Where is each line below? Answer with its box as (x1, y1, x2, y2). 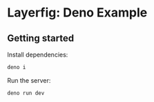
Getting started (7, 32, 75, 44)
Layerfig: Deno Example (7, 5, 148, 21)
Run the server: (7, 76, 51, 84)
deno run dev (7, 90, 45, 96)
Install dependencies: (7, 50, 68, 59)
